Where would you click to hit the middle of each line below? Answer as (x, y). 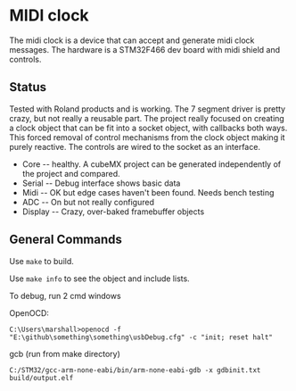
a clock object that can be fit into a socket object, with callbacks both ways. (148, 128)
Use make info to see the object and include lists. (99, 279)
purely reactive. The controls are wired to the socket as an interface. (135, 146)
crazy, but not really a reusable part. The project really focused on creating (147, 118)
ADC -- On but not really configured (88, 202)
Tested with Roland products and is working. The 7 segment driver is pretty (148, 109)
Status (28, 87)
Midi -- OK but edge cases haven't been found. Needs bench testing (148, 192)
